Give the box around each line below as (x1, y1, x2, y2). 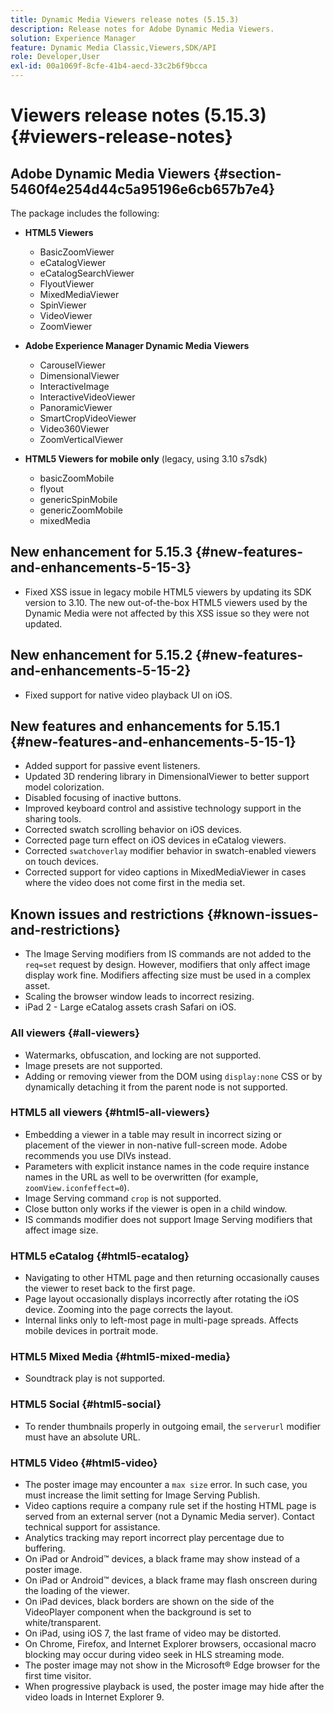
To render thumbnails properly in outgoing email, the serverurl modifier (24, 1420, 322, 1432)
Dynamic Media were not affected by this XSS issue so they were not (24, 607, 310, 619)
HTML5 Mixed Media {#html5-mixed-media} (10, 1350, 232, 1364)
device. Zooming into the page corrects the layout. (24, 1304, 234, 1316)
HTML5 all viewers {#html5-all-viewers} (10, 1106, 211, 1120)
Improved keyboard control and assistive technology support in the (24, 802, 302, 815)
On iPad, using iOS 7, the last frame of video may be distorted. (24, 1627, 282, 1640)
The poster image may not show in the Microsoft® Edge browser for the (24, 1659, 321, 1671)
